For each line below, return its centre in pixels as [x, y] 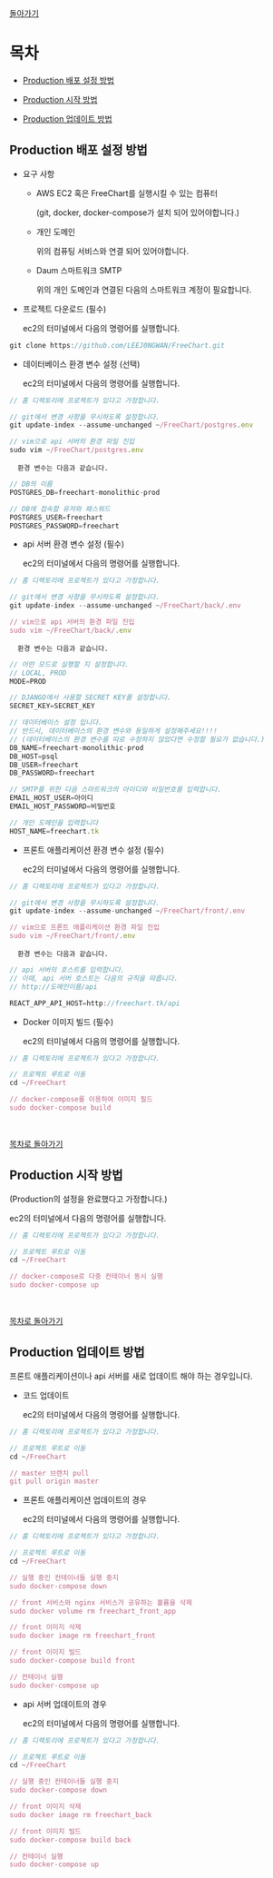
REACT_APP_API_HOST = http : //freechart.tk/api [95, 1003]
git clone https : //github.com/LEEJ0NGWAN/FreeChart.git [117, 345]
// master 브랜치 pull [49, 1473]
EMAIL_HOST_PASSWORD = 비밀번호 [63, 806]
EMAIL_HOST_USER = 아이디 [51, 798]
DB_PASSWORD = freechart [52, 773]
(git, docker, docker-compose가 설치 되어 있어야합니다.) [138, 213]
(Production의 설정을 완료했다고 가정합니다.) [88, 1199]
